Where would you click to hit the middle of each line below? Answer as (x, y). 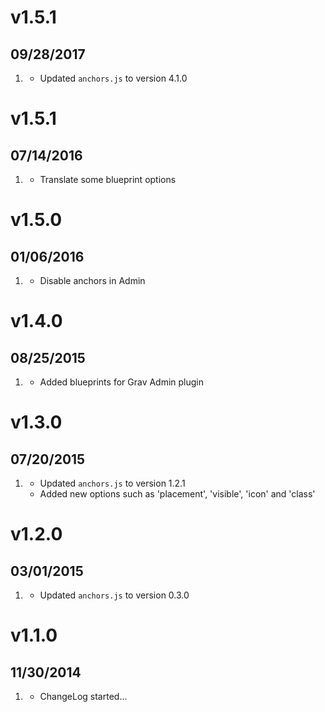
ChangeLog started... (83, 696)
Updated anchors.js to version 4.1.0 (113, 78)
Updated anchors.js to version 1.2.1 (112, 483)
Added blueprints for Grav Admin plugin (122, 382)
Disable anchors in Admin (92, 280)
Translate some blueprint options (108, 179)
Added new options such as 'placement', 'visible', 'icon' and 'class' (177, 494)
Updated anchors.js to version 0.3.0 (114, 595)
